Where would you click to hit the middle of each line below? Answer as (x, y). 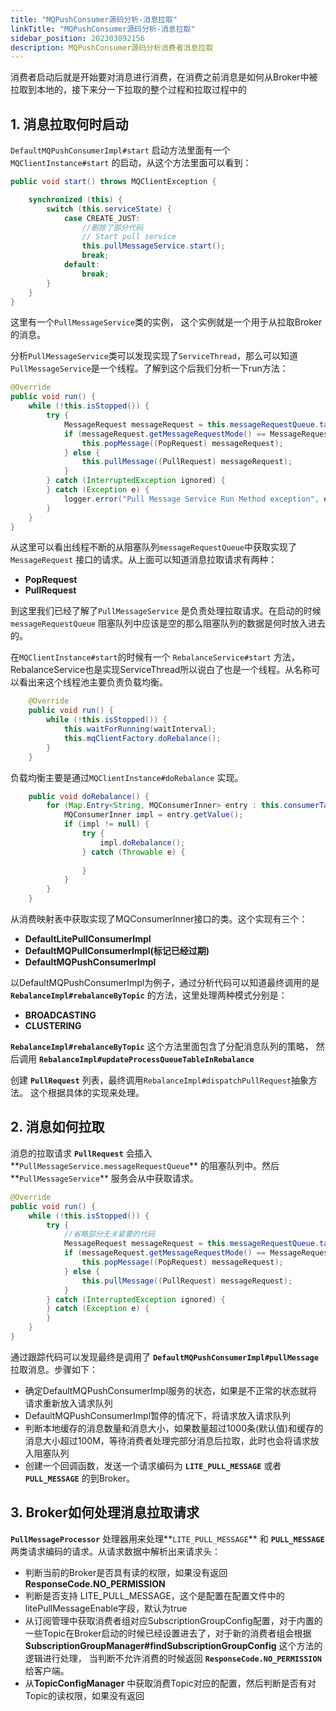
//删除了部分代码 (112, 227)
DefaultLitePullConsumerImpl (88, 939)
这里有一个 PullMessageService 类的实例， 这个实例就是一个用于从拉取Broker (166, 322)
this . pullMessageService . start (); (153, 246)
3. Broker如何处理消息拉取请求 (105, 1512)
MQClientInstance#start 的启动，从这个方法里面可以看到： (131, 163)
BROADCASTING (60, 1015)
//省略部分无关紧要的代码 (109, 1234)
